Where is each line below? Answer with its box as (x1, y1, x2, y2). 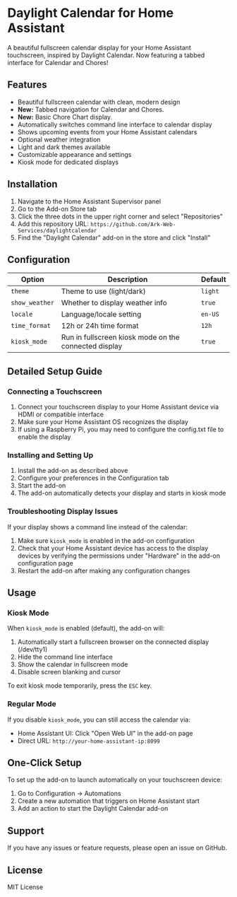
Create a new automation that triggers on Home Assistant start (17, 797, 200, 805)
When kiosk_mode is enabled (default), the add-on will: (7, 624, 165, 633)
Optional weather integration (17, 135, 101, 143)
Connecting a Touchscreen (7, 387, 102, 397)
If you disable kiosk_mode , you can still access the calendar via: (7, 715, 190, 724)
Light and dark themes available (17, 143, 111, 151)
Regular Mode (7, 699, 56, 709)
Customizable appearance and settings (17, 150, 132, 158)
